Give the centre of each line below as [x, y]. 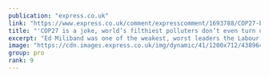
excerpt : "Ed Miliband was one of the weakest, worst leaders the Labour [134, 38]
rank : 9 [21, 61]
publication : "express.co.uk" [59, 16]
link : [17, 23]
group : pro [26, 53]
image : [19, 46]
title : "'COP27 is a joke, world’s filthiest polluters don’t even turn [132, 30]
